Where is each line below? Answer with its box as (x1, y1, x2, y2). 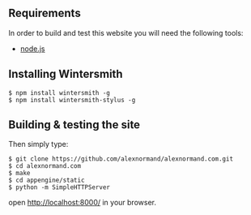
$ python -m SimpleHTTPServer (8, 183, 111, 191)
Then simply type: (8, 140, 69, 149)
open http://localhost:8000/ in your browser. (8, 198, 156, 208)
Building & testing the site (8, 118, 140, 132)
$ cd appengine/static (8, 176, 85, 185)
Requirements (8, 6, 81, 20)
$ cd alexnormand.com (8, 162, 82, 170)
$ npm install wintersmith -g (8, 88, 111, 97)
